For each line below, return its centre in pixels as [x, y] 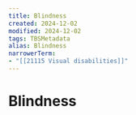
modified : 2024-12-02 [45, 31]
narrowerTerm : [32, 53]
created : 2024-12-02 [43, 23]
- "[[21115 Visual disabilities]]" [68, 62]
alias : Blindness [38, 46]
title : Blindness [38, 16]
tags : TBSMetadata [39, 38]
